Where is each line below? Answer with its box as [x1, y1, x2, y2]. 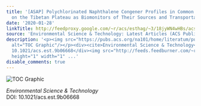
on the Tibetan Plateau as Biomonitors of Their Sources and [11, 14, 167, 20]
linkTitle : [6, 25, 33, 32]
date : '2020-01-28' [6, 20, 55, 26]
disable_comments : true [6, 59, 66, 65]
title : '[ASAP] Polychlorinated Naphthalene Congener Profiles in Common [6, 8, 194, 15]
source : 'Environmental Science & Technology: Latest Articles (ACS [6, 31, 181, 37]
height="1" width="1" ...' [11, 53, 79, 59]
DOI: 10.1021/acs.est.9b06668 [6, 93, 80, 101]
